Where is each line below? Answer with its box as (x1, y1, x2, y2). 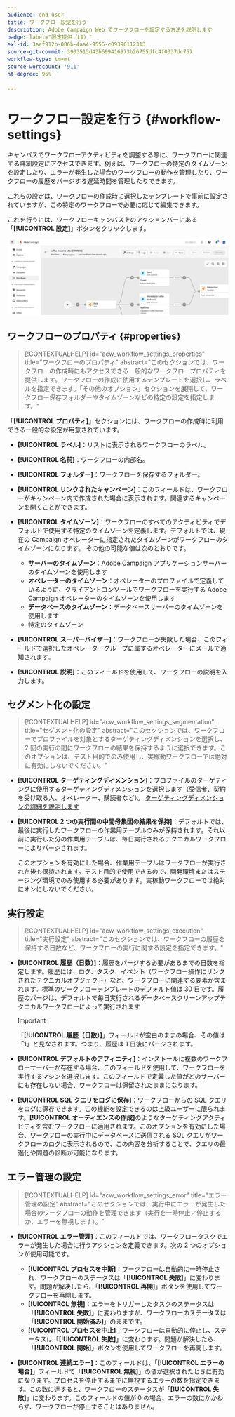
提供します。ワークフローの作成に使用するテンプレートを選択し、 (24, 375, 215, 384)
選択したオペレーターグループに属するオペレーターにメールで (41, 644, 220, 652)
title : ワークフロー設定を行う (7, 18, 87, 26)
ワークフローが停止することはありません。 (35, 1402, 159, 1411)
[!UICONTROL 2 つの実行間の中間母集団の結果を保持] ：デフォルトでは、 (17, 818, 228, 826)
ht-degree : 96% (7, 70, 52, 77)
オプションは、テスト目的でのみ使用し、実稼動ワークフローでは (30, 752, 215, 761)
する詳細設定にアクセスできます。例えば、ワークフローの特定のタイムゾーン (7, 159, 227, 168)
